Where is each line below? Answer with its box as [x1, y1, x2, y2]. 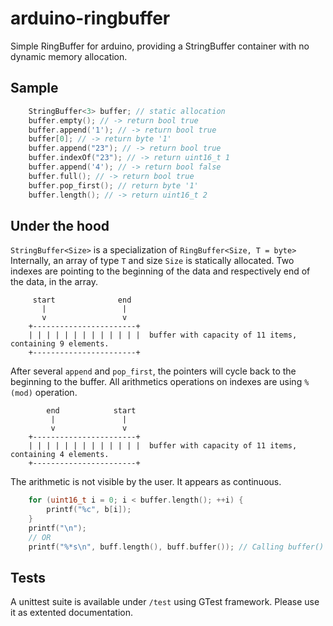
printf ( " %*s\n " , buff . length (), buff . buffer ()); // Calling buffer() [28, 542, 325, 552]
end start [46, 406, 137, 416]
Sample [10, 80, 59, 97]
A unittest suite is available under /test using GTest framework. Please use [10, 596, 320, 608]
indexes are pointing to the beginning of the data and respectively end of [10, 265, 311, 277]
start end [32, 295, 132, 306]
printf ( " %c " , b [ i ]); [46, 505, 132, 515]
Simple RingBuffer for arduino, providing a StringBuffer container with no [10, 40, 310, 52]
